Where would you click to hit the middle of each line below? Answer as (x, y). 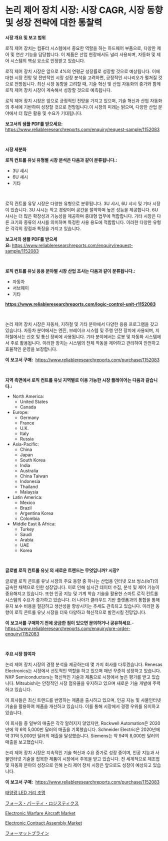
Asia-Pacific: (25, 444)
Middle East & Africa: (34, 523)
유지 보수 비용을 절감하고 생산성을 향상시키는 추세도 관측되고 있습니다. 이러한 (80, 606)
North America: (28, 396)
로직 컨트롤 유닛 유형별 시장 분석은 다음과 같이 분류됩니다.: (61, 160)
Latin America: (27, 497)
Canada (28, 407)
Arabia (27, 539)
